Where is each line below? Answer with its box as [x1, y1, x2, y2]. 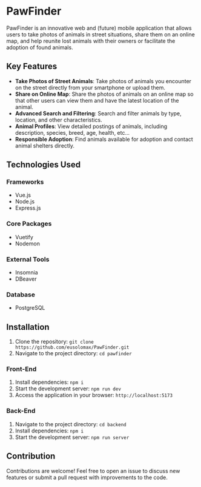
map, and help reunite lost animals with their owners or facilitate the [6, 37, 176, 44]
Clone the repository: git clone [15, 338, 94, 346]
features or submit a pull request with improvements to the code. [6, 474, 168, 481]
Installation [6, 322, 50, 332]
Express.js [15, 205, 41, 212]
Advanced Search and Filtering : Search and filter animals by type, [15, 109, 182, 117]
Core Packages [6, 220, 52, 228]
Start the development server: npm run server [15, 433, 130, 441]
